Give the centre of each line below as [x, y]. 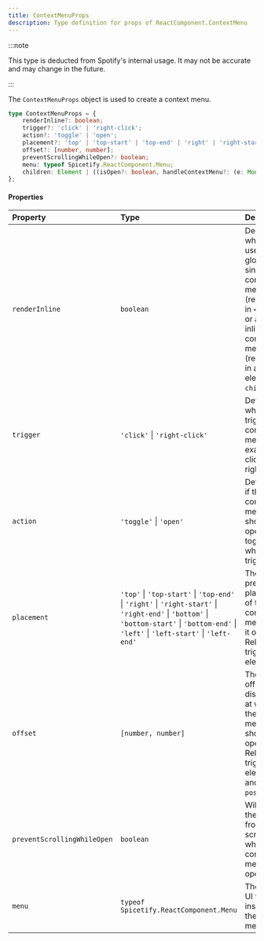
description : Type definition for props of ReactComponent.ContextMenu [128, 23]
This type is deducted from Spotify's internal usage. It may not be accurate [130, 60]
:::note [18, 45]
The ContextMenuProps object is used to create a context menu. [110, 99]
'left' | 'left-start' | [163, 633]
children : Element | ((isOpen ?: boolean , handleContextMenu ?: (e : [133, 172]
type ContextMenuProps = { [52, 114]
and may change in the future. [57, 68]
